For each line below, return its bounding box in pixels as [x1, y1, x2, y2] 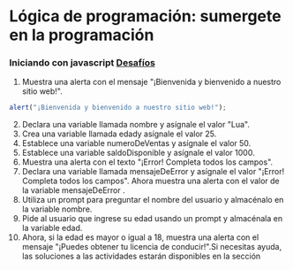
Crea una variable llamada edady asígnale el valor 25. [21, 128, 217, 139]
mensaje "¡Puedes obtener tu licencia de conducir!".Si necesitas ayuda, [21, 242, 282, 252]
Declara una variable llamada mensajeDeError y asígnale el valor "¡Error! [21, 166, 285, 177]
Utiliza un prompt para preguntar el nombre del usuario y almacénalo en [21, 195, 284, 205]
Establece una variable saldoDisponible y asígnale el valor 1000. [21, 148, 255, 158]
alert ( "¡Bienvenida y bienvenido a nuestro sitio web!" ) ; [9, 104, 227, 112]
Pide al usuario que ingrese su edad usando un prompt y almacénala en [21, 213, 283, 224]
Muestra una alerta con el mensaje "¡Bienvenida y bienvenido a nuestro [21, 77, 282, 88]
